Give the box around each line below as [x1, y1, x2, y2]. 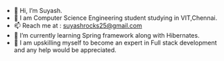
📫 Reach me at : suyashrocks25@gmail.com [13, 21, 142, 29]
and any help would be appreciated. [13, 46, 117, 54]
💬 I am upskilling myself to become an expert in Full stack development [13, 38, 217, 47]
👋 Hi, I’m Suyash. [13, 7, 62, 14]
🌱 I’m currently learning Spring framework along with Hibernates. [13, 32, 200, 39]
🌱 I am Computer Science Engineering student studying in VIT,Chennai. [13, 14, 218, 22]
